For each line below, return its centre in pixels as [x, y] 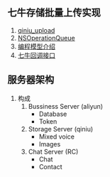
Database [53, 114]
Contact [50, 166]
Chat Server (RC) [53, 151]
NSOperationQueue [46, 38]
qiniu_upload [36, 30]
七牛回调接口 [36, 55]
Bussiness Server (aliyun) [66, 106]
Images [50, 144]
